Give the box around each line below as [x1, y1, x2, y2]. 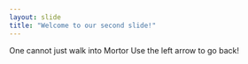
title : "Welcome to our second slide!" [9, 21, 157, 30]
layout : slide [9, 12, 62, 22]
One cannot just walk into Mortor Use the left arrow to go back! [9, 45, 239, 55]
